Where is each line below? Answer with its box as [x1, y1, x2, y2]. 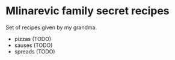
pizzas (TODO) [14, 35, 52, 42]
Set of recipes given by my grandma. [5, 24, 97, 31]
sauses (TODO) [14, 42, 53, 49]
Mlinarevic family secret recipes [5, 4, 170, 18]
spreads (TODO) [14, 48, 55, 55]
